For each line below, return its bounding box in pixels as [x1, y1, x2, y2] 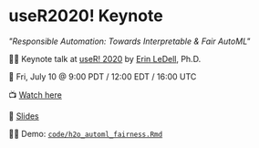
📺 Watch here [8, 89, 63, 100]
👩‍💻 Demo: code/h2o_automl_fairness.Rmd [8, 128, 163, 139]
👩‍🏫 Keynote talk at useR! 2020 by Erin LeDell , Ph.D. [8, 53, 202, 64]
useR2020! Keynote [8, 5, 163, 26]
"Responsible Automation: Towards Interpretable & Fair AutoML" [8, 36, 251, 47]
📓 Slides [8, 111, 40, 122]
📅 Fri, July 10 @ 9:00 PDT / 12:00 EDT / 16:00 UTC [8, 70, 197, 82]
